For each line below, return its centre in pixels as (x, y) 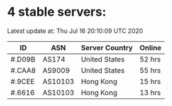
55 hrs (150, 70)
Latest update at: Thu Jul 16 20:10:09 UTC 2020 (75, 31)
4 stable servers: (57, 12)
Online (150, 47)
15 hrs (150, 81)
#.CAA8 (23, 70)
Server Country (107, 47)
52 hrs (150, 59)
